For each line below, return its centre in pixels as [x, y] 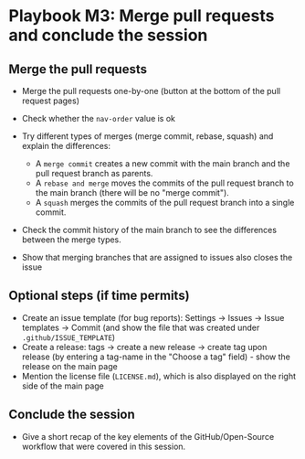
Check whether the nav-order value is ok [98, 118]
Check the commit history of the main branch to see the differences [149, 230]
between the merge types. [72, 240]
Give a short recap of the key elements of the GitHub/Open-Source [148, 436]
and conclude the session [108, 35]
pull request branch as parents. [94, 173]
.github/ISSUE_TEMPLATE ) [68, 337]
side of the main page [63, 386]
